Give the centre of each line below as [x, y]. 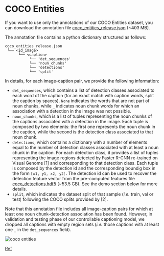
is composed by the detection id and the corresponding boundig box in [84, 168]
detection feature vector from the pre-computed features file [73, 178]
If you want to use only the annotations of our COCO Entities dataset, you [79, 22]
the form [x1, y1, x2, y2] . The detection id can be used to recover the [84, 173]
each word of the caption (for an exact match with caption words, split [83, 95]
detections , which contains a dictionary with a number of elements [80, 142]
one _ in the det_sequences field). [38, 229]
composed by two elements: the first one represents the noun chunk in [84, 127]
